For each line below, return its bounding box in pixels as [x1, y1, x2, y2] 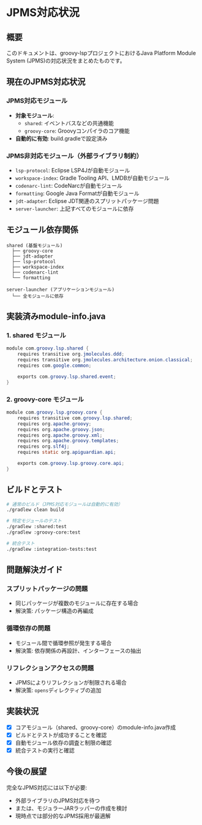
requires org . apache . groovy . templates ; [17, 438, 119, 444]
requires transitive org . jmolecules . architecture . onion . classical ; [17, 357, 193, 363]
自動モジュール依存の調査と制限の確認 [15, 739, 112, 746]
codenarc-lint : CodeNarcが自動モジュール [15, 182, 122, 189]
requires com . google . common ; [17, 363, 92, 369]
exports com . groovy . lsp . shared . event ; [17, 374, 116, 380]
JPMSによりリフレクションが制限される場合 [15, 679, 127, 686]
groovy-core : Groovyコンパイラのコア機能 [24, 127, 130, 134]
